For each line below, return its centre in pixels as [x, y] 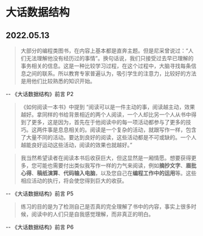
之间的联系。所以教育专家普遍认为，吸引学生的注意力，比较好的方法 [111, 73]
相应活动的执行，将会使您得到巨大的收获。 [74, 181]
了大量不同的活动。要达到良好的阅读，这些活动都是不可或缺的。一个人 [108, 137]
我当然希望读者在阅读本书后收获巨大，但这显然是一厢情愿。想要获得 [106, 158]
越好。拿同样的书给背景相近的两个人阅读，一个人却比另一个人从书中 [106, 114]
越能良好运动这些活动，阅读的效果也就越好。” [76, 145]
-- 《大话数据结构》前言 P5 [40, 193]
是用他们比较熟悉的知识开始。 [58, 81]
